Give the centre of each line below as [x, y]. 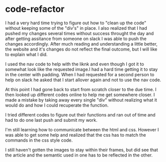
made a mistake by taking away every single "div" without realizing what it [81, 100]
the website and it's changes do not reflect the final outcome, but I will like [81, 49]
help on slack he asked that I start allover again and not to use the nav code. [83, 80]
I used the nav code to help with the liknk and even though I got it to [75, 64]
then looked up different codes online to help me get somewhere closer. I [80, 95]
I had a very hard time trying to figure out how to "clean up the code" [76, 23]
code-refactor [35, 9]
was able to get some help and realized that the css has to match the [76, 135]
